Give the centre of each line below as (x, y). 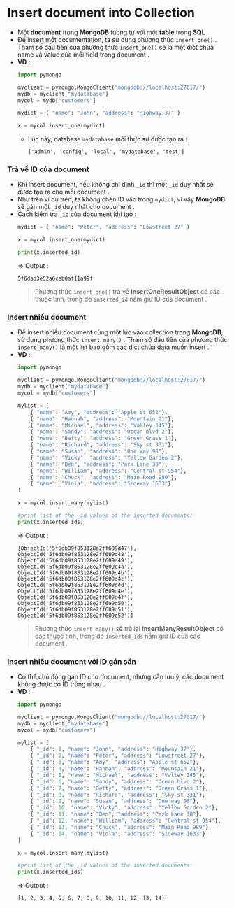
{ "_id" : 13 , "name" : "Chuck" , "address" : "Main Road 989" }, (121, 827)
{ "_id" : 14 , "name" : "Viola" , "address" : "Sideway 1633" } (118, 834)
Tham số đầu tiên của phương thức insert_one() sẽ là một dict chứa (116, 47)
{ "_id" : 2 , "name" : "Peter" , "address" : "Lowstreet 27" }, (118, 756)
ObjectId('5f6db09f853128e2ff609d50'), (75, 603)
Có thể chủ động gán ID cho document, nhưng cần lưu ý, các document (120, 677)
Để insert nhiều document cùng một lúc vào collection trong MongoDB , (120, 332)
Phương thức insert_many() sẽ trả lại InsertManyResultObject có (129, 628)
